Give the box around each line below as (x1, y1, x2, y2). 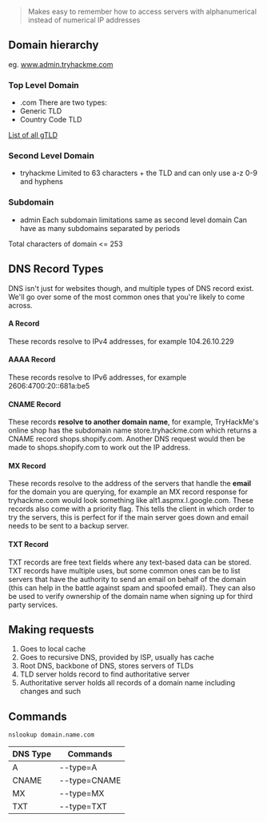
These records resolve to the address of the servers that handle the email (8, 479, 252, 489)
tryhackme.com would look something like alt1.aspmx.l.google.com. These (8, 496, 254, 505)
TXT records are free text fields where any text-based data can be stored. (8, 557, 252, 567)
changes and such (19, 687, 82, 696)
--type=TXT (58, 801, 108, 812)
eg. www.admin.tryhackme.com (8, 59, 114, 69)
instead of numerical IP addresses (27, 15, 141, 25)
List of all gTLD (8, 130, 58, 140)
